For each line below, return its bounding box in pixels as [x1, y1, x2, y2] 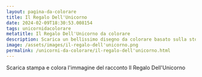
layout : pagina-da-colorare [6, 8, 77, 15]
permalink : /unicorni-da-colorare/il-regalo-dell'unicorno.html [6, 48, 171, 54]
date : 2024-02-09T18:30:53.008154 [6, 20, 93, 26]
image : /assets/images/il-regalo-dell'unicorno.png [6, 42, 138, 48]
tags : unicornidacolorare [6, 25, 71, 32]
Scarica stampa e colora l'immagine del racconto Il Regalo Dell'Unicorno [6, 64, 186, 71]
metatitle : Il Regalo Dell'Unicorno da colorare [6, 31, 130, 37]
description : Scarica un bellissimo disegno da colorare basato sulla [6, 36, 187, 42]
